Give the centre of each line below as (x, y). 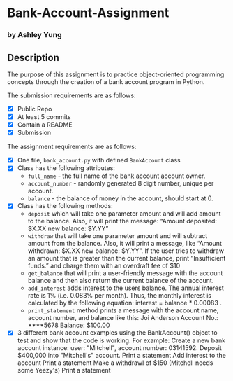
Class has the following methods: (65, 206)
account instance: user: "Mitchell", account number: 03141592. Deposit (119, 348)
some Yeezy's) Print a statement (64, 370)
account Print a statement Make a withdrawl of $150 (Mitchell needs (115, 363)
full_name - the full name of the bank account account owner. (116, 176)
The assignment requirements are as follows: (72, 147)
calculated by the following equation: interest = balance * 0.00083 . (125, 303)
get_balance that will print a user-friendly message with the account (125, 273)
